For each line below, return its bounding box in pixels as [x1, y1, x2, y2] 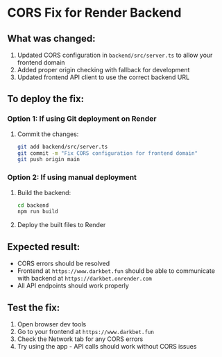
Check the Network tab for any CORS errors [17, 335, 144, 343]
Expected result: [7, 241, 80, 253]
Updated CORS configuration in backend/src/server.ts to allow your [17, 51, 213, 59]
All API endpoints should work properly [17, 281, 130, 290]
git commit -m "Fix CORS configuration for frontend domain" [17, 149, 198, 157]
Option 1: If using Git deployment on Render [7, 114, 157, 124]
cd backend [17, 201, 49, 209]
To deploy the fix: [7, 93, 85, 105]
